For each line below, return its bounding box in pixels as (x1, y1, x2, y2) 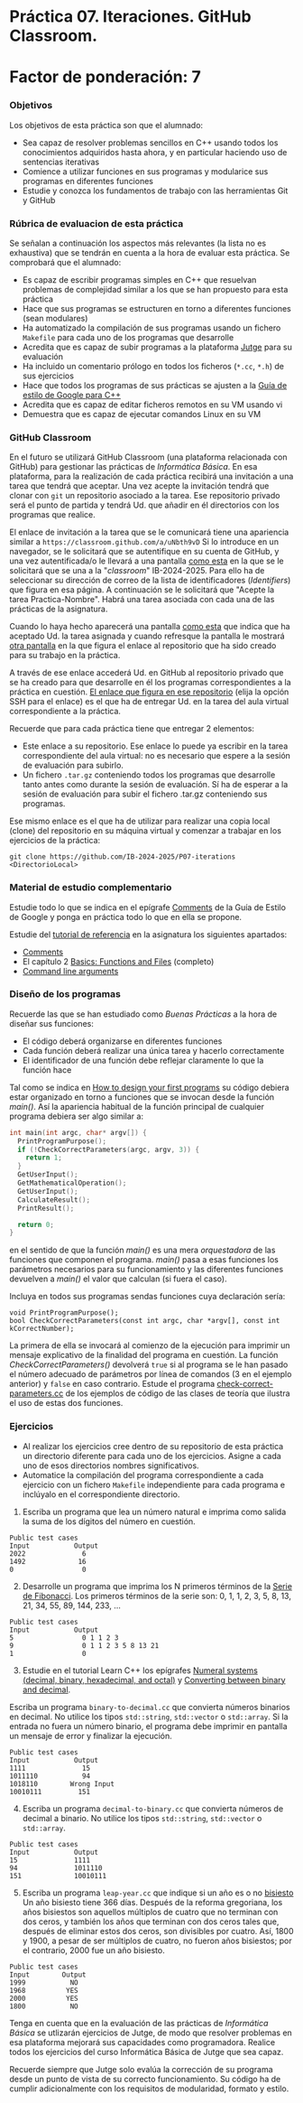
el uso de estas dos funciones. (9, 1398, 124, 1409)
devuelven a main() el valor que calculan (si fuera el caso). (9, 1273, 227, 1284)
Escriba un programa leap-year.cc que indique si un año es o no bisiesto (22, 1887, 294, 1898)
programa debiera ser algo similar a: (9, 1111, 144, 1121)
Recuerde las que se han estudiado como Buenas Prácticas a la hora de (9, 1009, 278, 1019)
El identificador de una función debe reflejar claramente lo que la (22, 1055, 264, 1065)
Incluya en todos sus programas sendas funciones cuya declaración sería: (9, 1291, 286, 1302)
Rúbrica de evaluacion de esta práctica (9, 217, 184, 229)
